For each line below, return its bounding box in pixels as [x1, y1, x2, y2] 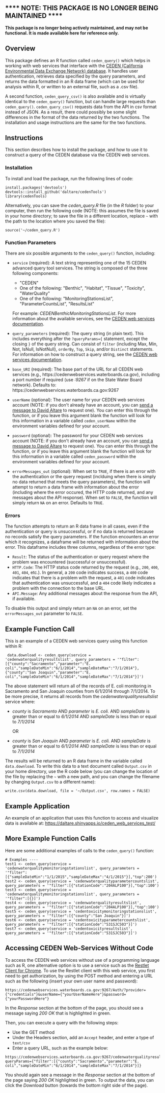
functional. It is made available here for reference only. [5, 30, 119, 36]
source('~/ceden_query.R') [5, 227, 60, 232]
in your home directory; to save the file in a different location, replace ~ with [5, 213, 158, 219]
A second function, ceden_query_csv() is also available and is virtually [5, 93, 146, 99]
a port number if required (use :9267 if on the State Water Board [12, 377, 142, 383]
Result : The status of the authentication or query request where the [12, 554, 149, 560]
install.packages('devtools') [5, 185, 67, 190]
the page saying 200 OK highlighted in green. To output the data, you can [5, 1077, 154, 1083]
